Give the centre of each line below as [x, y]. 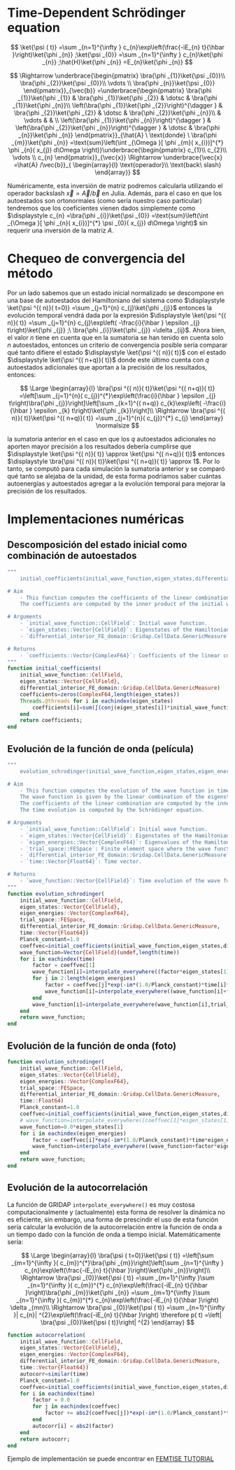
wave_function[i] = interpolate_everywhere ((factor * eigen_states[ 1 [130, 972]
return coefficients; [51, 721]
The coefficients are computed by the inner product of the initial [122, 604]
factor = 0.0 [51, 1400]
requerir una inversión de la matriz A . [60, 230]
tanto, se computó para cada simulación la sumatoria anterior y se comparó [116, 468]
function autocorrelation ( [47, 1335]
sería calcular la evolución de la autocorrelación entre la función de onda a [115, 1227]
